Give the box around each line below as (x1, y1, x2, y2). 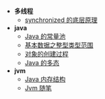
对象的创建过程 (24, 49, 69, 58)
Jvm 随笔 (24, 84, 52, 92)
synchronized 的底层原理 (24, 16, 98, 24)
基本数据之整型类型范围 (24, 41, 94, 49)
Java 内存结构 (24, 75, 66, 83)
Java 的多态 (24, 59, 60, 66)
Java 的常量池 (24, 32, 66, 40)
